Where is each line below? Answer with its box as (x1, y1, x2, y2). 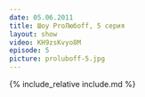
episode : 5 (9, 46, 50, 55)
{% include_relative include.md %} (9, 79, 136, 89)
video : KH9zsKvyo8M (9, 37, 82, 47)
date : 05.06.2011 (9, 12, 74, 22)
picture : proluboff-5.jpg (9, 54, 105, 63)
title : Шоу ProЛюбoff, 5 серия (9, 21, 125, 30)
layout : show (9, 29, 58, 38)
